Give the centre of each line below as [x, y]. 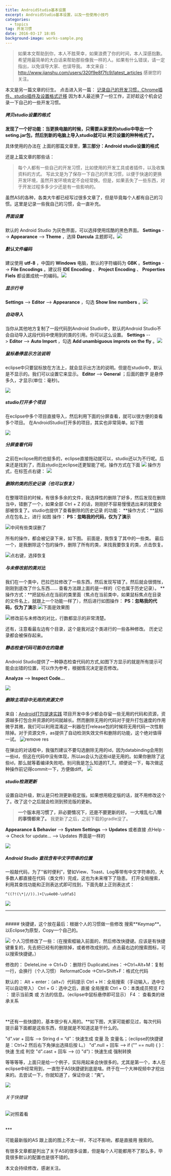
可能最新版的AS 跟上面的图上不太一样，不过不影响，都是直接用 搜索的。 [81, 1140]
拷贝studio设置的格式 [28, 115]
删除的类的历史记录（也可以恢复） [41, 484]
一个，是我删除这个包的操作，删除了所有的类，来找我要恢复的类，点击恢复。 [85, 544]
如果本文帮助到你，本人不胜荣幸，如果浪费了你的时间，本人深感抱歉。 [91, 53]
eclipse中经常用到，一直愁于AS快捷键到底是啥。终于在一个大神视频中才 [80, 1069]
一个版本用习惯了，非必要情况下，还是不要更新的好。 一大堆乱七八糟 [90, 812]
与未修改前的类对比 [25, 568]
